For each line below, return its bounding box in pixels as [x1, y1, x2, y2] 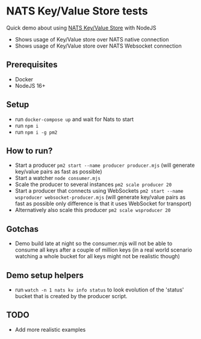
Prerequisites [6, 60, 58, 70]
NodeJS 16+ [14, 82, 46, 89]
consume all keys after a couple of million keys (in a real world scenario [14, 246, 193, 253]
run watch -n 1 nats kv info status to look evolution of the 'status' [14, 286, 184, 293]
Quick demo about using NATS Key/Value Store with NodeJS [6, 24, 156, 31]
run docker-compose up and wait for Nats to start [14, 116, 134, 123]
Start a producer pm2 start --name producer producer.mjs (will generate [14, 161, 195, 169]
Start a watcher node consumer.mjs [14, 175, 101, 182]
